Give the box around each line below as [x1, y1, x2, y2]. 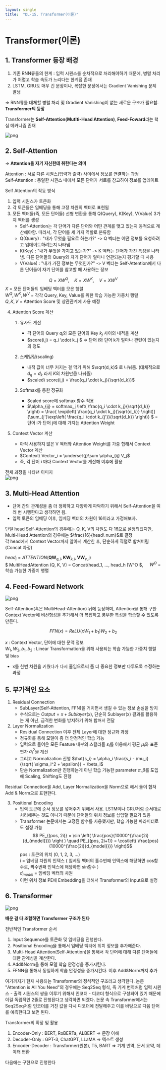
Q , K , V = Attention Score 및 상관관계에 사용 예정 [5, 298, 101, 304]
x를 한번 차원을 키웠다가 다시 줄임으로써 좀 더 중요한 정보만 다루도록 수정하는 [12, 663, 160, 669]
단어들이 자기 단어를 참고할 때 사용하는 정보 [25, 267, 109, 273]
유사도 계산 [19, 319, 41, 325]
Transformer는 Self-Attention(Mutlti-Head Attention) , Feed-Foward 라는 [5, 116, 154, 122]
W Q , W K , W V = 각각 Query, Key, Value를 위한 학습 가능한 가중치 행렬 [5, 291, 139, 298]
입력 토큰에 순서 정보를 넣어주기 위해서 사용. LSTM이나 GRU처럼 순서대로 [19, 805, 162, 812]
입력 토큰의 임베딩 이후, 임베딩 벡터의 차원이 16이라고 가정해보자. [12, 515, 137, 521]
